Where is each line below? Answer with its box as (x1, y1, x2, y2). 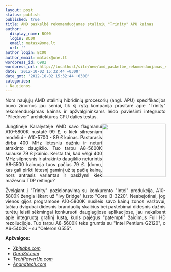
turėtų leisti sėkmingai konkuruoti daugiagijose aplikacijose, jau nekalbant (5, 209, 166, 215)
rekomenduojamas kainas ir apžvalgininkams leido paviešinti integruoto (5, 108, 166, 114)
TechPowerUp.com (12, 256, 53, 262)
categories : (5, 78, 31, 84)
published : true (5, 17, 40, 22)
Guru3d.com (12, 250, 39, 256)
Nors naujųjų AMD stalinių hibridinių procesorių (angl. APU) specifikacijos (5, 97, 166, 103)
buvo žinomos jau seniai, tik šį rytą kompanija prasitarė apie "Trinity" (5, 102, 166, 108)
